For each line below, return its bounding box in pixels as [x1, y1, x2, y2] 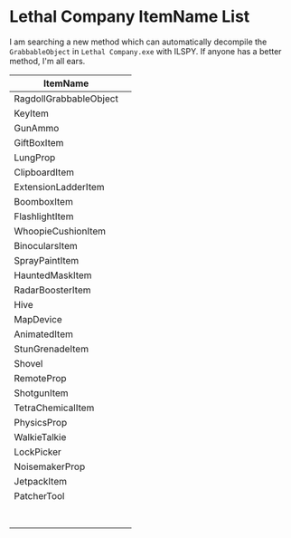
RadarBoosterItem [14, 283, 91, 296]
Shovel [14, 357, 43, 370]
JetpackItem [14, 475, 68, 487]
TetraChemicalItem [14, 401, 95, 414]
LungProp [14, 151, 56, 164]
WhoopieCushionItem [14, 225, 107, 237]
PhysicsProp [14, 416, 68, 428]
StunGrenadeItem [14, 342, 89, 355]
